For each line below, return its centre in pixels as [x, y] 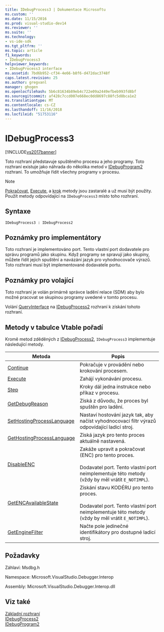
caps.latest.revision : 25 [31, 78]
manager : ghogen [21, 87]
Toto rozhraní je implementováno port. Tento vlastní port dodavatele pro [77, 249]
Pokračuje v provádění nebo [112, 364]
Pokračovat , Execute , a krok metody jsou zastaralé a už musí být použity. [79, 191]
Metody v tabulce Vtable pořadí [54, 327]
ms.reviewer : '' [21, 28]
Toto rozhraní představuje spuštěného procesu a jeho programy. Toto [75, 161]
